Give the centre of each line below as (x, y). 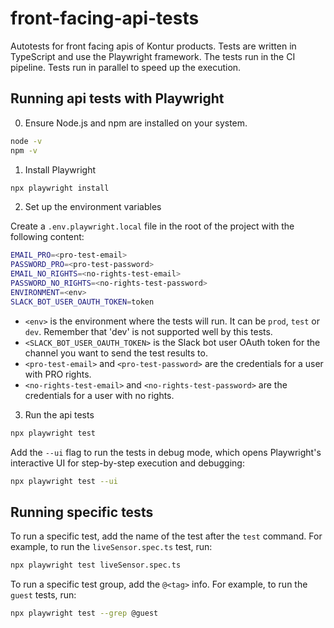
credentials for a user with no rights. (99, 395)
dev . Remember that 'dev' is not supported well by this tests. (148, 331)
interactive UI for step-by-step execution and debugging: (127, 463)
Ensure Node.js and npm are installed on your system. (136, 123)
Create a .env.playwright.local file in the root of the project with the (152, 226)
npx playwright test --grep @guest (84, 613)
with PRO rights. (58, 374)
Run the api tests (59, 414)
